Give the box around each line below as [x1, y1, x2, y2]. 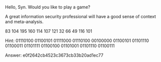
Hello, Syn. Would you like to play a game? [5, 4, 90, 10]
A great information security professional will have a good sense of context [5, 14, 156, 19]
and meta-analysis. [5, 19, 44, 24]
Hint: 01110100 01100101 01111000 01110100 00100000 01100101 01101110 [5, 38, 149, 43]
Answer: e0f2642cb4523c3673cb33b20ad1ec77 [5, 52, 103, 58]
